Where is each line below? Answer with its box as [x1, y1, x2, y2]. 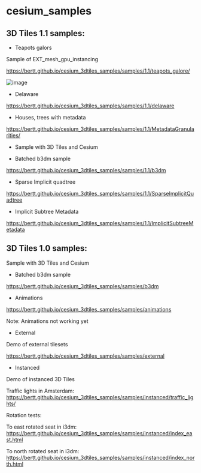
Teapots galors [14, 44, 52, 51]
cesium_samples [6, 4, 92, 18]
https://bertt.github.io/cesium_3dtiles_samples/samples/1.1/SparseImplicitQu [6, 190, 194, 197]
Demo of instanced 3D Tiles [6, 375, 75, 382]
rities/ [6, 132, 21, 139]
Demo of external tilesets [6, 340, 68, 348]
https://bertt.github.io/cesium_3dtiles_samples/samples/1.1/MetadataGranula [6, 125, 194, 133]
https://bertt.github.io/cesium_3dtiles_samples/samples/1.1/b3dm [6, 167, 166, 173]
